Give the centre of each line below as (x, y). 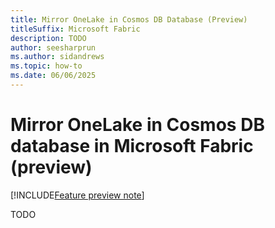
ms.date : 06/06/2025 (53, 76)
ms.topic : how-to (46, 66)
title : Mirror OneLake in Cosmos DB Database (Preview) (129, 19)
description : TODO (48, 38)
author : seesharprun (53, 47)
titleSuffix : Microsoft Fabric (75, 29)
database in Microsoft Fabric (132, 146)
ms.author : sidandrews (57, 57)
